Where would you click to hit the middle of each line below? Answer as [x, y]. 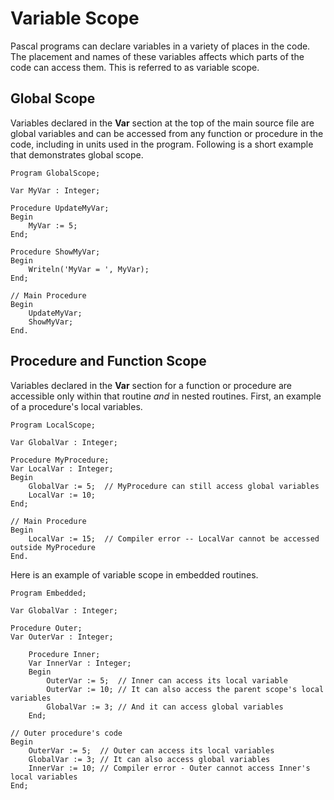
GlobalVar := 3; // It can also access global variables [149, 759]
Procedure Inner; [64, 654]
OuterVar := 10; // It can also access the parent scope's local [185, 689]
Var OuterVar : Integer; [62, 637]
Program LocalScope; [53, 425]
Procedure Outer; [46, 628]
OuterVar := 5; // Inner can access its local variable [167, 680]
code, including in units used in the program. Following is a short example [162, 144]
